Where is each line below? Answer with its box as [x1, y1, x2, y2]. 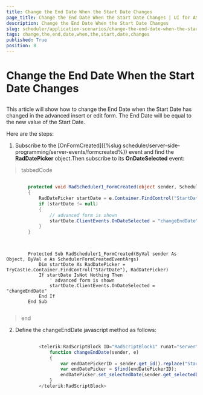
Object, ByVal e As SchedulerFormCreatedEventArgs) [6, 256, 139, 262]
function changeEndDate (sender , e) [49, 349, 139, 355]
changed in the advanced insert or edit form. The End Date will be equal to [6, 112, 192, 119]
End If [38, 293, 56, 300]
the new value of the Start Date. [6, 119, 86, 126]
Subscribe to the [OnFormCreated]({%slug [14, 142, 122, 149]
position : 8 [6, 43, 36, 49]
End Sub [28, 299, 47, 305]
